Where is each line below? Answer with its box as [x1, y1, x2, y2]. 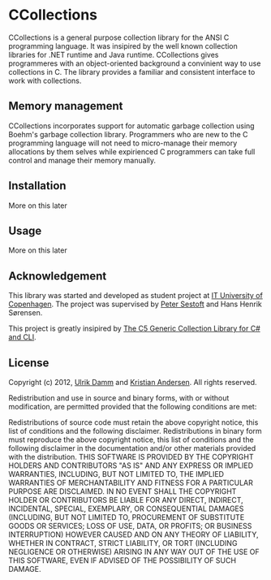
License [8, 356, 49, 370]
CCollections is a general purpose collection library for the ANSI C [8, 32, 230, 42]
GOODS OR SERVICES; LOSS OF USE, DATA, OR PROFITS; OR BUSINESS [8, 522, 252, 530]
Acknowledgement [8, 269, 107, 283]
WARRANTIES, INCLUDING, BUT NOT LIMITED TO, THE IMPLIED [8, 470, 225, 478]
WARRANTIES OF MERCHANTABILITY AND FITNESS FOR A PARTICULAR [8, 478, 253, 487]
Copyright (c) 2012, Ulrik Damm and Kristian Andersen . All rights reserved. [8, 378, 257, 387]
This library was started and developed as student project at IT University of [8, 291, 264, 301]
